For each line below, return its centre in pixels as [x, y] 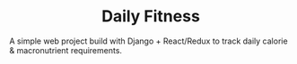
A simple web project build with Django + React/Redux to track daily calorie [149, 41]
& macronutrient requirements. [66, 50]
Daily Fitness [151, 16]
